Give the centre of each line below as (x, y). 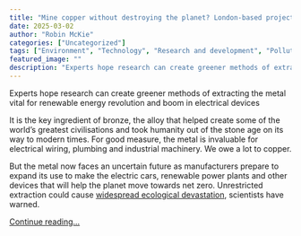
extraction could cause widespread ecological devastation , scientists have (146, 195)
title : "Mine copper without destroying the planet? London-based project (152, 17)
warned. (25, 204)
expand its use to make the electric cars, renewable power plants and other (148, 175)
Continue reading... (45, 222)
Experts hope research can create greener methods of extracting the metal (148, 93)
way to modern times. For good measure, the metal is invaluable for (134, 139)
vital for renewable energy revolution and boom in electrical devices (134, 102)
